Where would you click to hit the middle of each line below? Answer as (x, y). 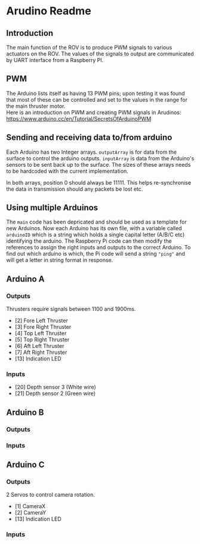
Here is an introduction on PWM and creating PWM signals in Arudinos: (94, 112)
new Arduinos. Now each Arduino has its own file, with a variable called (94, 228)
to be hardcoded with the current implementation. (67, 171)
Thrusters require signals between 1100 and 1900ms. (71, 309)
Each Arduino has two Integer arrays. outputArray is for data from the (92, 152)
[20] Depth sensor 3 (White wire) (56, 387)
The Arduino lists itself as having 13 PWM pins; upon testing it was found (96, 93)
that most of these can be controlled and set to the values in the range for (97, 99)
